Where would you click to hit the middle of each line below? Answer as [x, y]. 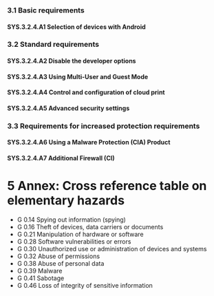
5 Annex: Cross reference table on [107, 186]
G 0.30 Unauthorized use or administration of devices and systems [112, 249]
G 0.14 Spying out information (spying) [71, 220]
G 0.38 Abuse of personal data [61, 263]
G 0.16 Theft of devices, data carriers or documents [90, 226]
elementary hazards [66, 201]
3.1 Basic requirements [46, 10]
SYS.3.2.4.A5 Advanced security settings [68, 108]
